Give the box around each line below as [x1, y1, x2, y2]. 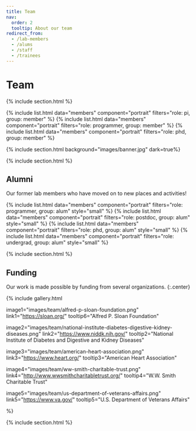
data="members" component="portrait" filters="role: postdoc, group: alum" [6, 214, 190, 221]
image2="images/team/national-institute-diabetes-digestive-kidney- [6, 324, 172, 331]
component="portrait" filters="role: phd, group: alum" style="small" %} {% [6, 226, 188, 234]
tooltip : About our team [11, 25, 72, 31]
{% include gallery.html [6, 295, 63, 302]
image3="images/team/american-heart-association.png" [6, 348, 144, 355]
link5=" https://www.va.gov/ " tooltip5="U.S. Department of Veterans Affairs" [6, 396, 190, 403]
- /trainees [11, 53, 41, 59]
